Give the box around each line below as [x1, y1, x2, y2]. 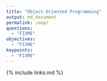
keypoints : [6, 47, 33, 53]
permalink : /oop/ [6, 20, 49, 25]
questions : [6, 25, 33, 31]
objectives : [6, 36, 35, 42]
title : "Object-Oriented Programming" [6, 8, 102, 15]
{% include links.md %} [6, 69, 64, 76]
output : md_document [6, 14, 57, 20]
